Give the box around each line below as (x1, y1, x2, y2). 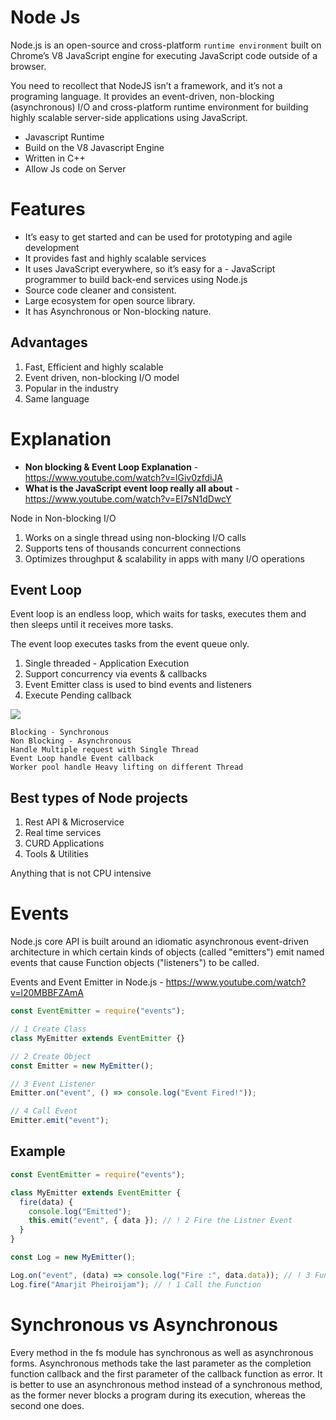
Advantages (10, 334, 88, 351)
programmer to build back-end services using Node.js (24, 273, 248, 285)
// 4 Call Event (10, 1106, 78, 1116)
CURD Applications (24, 837, 105, 850)
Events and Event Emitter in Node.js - (10, 976, 164, 988)
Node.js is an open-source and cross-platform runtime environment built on (10, 39, 322, 51)
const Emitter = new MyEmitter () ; (10, 1061, 155, 1071)
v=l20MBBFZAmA (10, 987, 84, 999)
